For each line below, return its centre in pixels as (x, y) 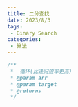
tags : (15, 26)
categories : (24, 40)
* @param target (33, 84)
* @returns (26, 91)
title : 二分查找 (28, 14)
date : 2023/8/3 (29, 20)
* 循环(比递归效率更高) (41, 71)
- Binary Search (33, 33)
